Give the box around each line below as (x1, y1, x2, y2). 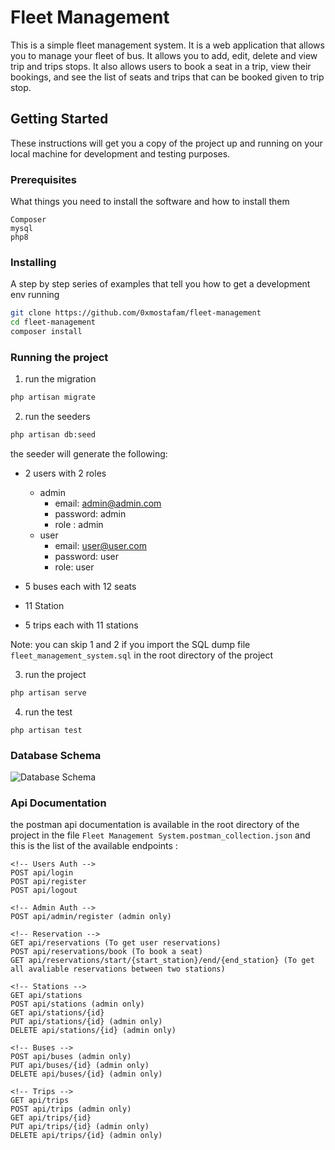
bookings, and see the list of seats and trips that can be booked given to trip (10, 71, 325, 83)
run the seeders (24, 411, 91, 423)
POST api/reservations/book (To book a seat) (10, 947, 203, 957)
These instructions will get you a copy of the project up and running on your (10, 137, 323, 149)
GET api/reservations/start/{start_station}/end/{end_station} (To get (10, 956, 315, 966)
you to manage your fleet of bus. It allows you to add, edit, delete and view (10, 49, 318, 61)
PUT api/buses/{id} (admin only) (10, 1061, 150, 1071)
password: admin (54, 508, 127, 520)
